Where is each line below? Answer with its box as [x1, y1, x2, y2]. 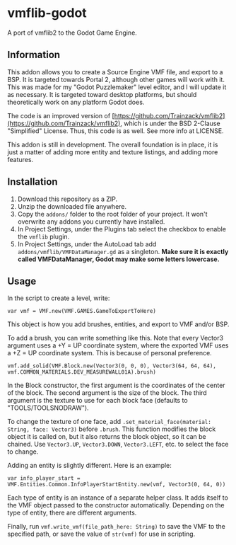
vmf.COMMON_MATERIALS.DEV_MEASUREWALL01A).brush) [7, 369, 157, 376]
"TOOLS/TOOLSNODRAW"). [7, 403, 90, 412]
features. [7, 155, 34, 163]
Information [7, 49, 61, 61]
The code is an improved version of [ [7, 111, 114, 120]
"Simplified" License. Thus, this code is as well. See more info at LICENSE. [7, 126, 224, 135]
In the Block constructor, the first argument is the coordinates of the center [7, 381, 225, 390]
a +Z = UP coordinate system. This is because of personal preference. [7, 349, 212, 357]
